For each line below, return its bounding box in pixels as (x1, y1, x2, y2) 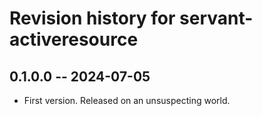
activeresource (9, 28, 139, 51)
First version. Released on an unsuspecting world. (23, 95, 231, 106)
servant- (179, 7, 254, 30)
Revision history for (9, 7, 176, 30)
